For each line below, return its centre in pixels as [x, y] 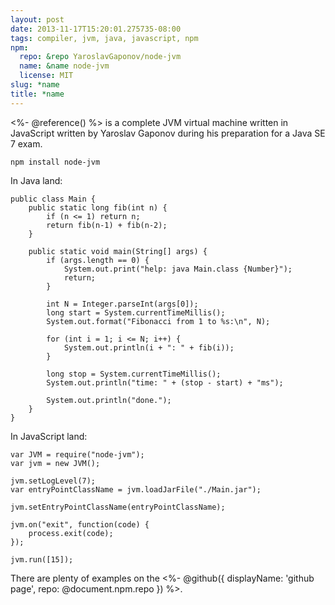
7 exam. [26, 143]
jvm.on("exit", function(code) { [80, 524]
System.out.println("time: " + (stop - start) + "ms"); [165, 382]
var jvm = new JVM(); [55, 463]
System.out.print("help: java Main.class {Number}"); [178, 269]
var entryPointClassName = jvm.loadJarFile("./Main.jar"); [136, 489]
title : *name [37, 94]
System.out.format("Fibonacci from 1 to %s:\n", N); [158, 321]
